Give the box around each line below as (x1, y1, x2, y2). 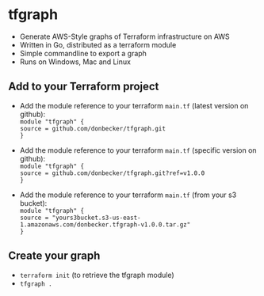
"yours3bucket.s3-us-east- (52, 214, 141, 222)
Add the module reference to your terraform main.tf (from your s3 (19, 190, 237, 199)
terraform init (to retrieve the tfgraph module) (19, 270, 174, 279)
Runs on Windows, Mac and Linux (19, 57, 131, 66)
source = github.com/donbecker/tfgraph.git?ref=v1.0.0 (19, 169, 205, 177)
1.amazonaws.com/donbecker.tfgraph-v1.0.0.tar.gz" (19, 220, 191, 229)
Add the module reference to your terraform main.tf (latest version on (19, 101, 249, 110)
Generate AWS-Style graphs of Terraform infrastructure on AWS (19, 32, 230, 41)
